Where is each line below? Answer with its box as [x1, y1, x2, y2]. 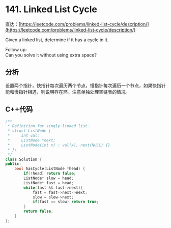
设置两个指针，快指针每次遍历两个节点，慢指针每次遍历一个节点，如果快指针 [5, 82, 166, 89]
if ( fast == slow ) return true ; [32, 199, 99, 205]
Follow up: [5, 46, 27, 52]
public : [5, 161, 22, 166]
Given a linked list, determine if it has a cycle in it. [5, 37, 109, 43]
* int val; [7, 133, 40, 138]
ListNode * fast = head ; [23, 180, 74, 185]
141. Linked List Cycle [5, 4, 98, 15]
